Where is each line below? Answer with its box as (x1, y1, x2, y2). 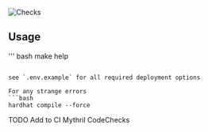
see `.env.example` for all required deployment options (8, 74, 201, 81)
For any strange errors (8, 87, 87, 95)
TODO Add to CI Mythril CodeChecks (8, 115, 130, 124)
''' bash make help (8, 51, 69, 61)
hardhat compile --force (8, 101, 91, 109)
